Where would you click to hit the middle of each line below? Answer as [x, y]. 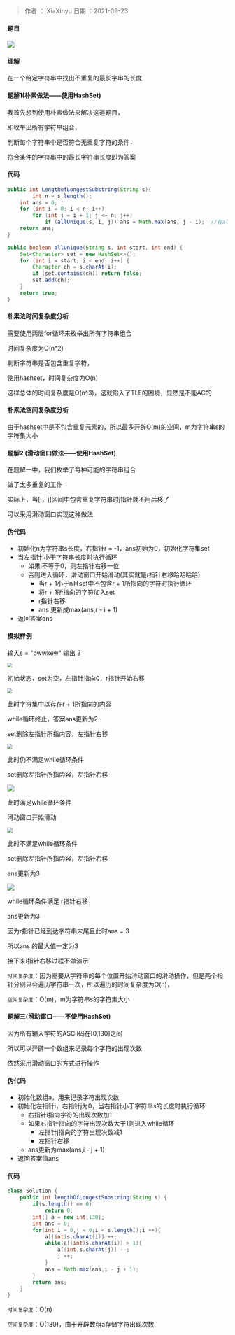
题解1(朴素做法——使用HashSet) [54, 95]
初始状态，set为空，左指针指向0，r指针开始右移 [76, 679]
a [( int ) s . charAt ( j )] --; [93, 1250]
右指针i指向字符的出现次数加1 [70, 1115]
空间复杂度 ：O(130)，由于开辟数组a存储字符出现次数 [81, 1325]
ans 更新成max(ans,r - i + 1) [78, 610]
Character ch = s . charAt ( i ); [75, 267]
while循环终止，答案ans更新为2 [52, 719]
